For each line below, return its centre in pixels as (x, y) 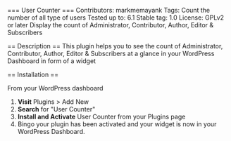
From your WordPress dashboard (55, 88)
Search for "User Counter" (56, 109)
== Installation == (33, 74)
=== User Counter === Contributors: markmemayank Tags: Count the (108, 10)
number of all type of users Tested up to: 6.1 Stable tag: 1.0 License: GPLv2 (115, 18)
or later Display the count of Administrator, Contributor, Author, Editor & (111, 25)
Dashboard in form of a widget (52, 61)
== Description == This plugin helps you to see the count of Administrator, (115, 46)
